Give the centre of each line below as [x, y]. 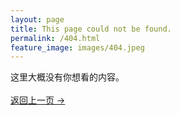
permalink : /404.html [55, 38]
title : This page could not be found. [91, 29]
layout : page [37, 19]
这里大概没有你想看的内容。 [67, 77]
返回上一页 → [38, 100]
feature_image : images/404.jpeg [77, 47]
